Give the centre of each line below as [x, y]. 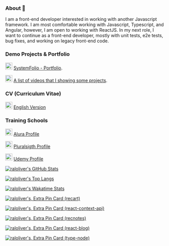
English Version [30, 107]
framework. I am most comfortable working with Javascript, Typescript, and [84, 24]
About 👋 [15, 8]
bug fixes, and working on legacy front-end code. [57, 41]
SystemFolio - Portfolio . [38, 68]
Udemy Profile [28, 159]
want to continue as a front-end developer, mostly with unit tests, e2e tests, [84, 36]
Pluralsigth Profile [32, 146]
